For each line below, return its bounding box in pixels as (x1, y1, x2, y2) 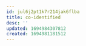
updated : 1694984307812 (6, 25, 67, 32)
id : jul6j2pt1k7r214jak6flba (6, 8, 80, 15)
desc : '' (6, 20, 28, 26)
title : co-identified (6, 14, 61, 20)
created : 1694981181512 (6, 31, 67, 37)
